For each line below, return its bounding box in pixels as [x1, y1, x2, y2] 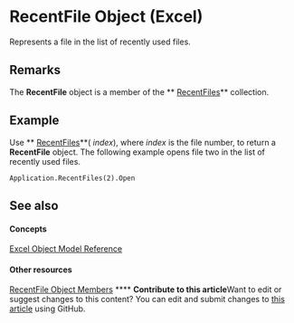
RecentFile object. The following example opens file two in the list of [9, 147, 265, 157]
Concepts [9, 223, 47, 234]
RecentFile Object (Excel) [9, 6, 204, 27]
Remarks [9, 62, 62, 78]
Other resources [9, 264, 72, 275]
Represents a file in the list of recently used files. [9, 36, 192, 47]
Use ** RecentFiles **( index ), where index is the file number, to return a [9, 137, 276, 147]
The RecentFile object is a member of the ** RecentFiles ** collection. [9, 86, 270, 97]
